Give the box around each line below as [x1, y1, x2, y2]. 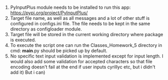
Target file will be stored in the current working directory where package [10, 32, 163, 37]
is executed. [10, 37, 36, 43]
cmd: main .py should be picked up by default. [10, 48, 108, 54]
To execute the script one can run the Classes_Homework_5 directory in [10, 42, 162, 48]
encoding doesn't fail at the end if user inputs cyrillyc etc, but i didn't [10, 64, 156, 70]
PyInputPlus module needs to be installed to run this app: [10, 5, 131, 10]
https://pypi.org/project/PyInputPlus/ [10, 10, 88, 16]
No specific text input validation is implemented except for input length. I [10, 53, 164, 59]
